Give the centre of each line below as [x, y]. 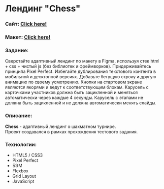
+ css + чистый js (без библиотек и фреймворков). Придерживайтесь [78, 66]
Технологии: [21, 144]
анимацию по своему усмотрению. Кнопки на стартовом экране [74, 82]
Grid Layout [24, 176]
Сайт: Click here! [26, 24]
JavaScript [23, 181]
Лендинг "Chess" [43, 9]
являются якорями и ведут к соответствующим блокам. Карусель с [77, 87]
